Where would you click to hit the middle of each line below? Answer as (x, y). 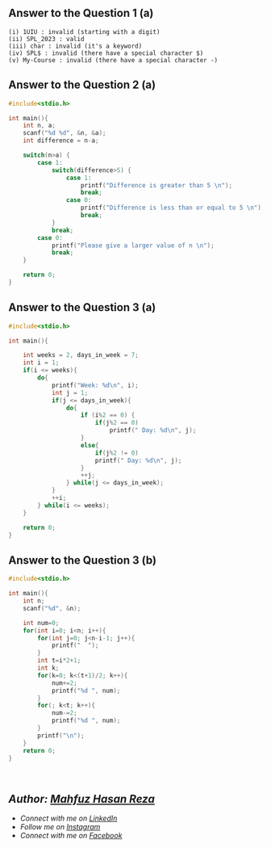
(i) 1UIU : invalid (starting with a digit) (84, 31)
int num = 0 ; (41, 623)
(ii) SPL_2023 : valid (46, 39)
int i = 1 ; (41, 363)
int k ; (48, 668)
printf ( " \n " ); (61, 735)
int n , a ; (40, 126)
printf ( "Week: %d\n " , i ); (95, 385)
